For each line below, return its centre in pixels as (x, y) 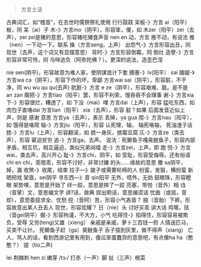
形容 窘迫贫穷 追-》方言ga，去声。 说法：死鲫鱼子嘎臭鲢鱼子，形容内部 (107, 140)
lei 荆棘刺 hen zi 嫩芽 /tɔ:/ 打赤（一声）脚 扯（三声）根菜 (76, 258)
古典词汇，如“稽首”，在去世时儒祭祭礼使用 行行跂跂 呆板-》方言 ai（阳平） (98, 22)
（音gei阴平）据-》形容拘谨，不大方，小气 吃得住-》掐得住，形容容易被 (94, 215)
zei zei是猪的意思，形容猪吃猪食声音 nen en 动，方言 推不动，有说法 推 (107, 37)
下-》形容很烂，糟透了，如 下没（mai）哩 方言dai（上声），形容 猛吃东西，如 (100, 102)
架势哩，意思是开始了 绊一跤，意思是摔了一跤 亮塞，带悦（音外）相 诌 (99, 185)
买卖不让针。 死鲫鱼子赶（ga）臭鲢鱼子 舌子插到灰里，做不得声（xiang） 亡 (100, 230)
